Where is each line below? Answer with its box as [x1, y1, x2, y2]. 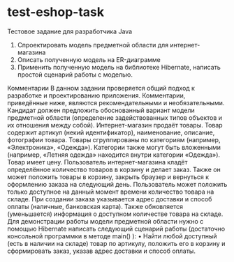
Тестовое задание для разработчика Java [7, 27, 133, 36]
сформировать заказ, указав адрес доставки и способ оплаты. [7, 247, 196, 255]
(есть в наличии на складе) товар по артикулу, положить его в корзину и [7, 239, 226, 247]
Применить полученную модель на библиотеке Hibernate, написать [17, 63, 221, 71]
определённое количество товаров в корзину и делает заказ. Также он [7, 165, 221, 174]
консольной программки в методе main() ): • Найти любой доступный [7, 231, 217, 240]
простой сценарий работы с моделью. [17, 70, 133, 79]
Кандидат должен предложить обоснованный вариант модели [7, 106, 195, 114]
